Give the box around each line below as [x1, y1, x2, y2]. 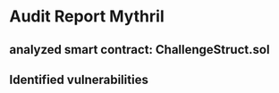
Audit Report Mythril [9, 6, 165, 27]
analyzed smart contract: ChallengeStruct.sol [9, 42, 270, 57]
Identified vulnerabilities [9, 72, 149, 87]
